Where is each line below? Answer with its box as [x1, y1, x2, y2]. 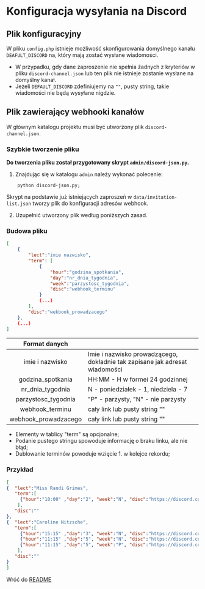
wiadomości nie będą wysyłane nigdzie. [15, 89, 116, 96]
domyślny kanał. [15, 76, 57, 83]
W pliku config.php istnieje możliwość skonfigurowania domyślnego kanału [6, 45, 195, 52]
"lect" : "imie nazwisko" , [28, 252, 92, 258]
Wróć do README [6, 576, 52, 583]
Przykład [6, 465, 34, 474]
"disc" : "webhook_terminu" [49, 286, 116, 292]
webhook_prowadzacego [9, 415, 82, 423]
